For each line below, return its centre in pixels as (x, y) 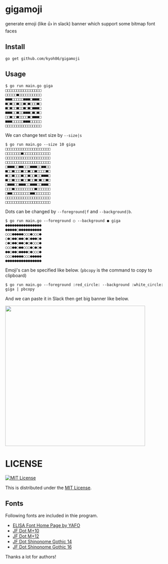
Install (15, 47)
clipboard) (16, 275)
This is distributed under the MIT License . (48, 487)
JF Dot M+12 (26, 536)
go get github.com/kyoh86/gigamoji (43, 59)
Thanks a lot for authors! (31, 557)
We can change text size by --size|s (44, 135)
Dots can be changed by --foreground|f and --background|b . (69, 211)
